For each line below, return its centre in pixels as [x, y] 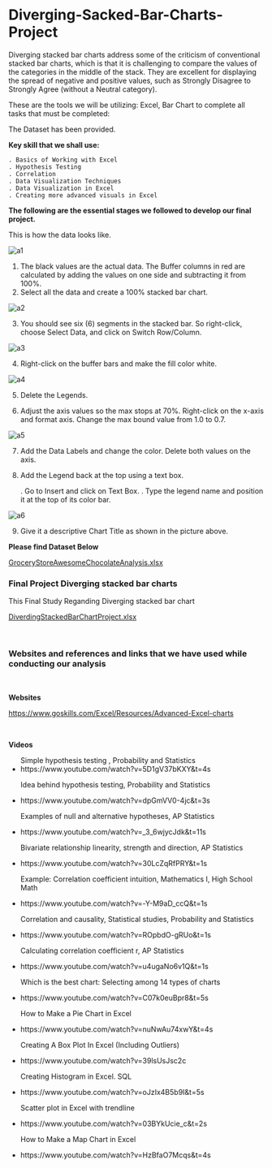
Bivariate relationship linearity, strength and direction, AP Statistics [132, 847]
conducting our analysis [57, 664]
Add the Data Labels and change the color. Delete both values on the [135, 450]
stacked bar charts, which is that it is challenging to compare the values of [133, 63]
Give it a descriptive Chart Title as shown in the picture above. [124, 531]
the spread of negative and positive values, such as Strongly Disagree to [130, 80]
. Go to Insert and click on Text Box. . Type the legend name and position [142, 491]
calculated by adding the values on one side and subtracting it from [133, 274]
